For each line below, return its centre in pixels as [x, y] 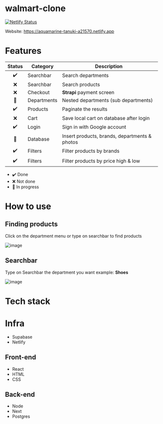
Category [42, 66]
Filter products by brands [91, 151]
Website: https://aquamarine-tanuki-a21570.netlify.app [60, 31]
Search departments [86, 76]
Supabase [22, 337]
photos [70, 142]
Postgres [21, 416]
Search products [81, 84]
